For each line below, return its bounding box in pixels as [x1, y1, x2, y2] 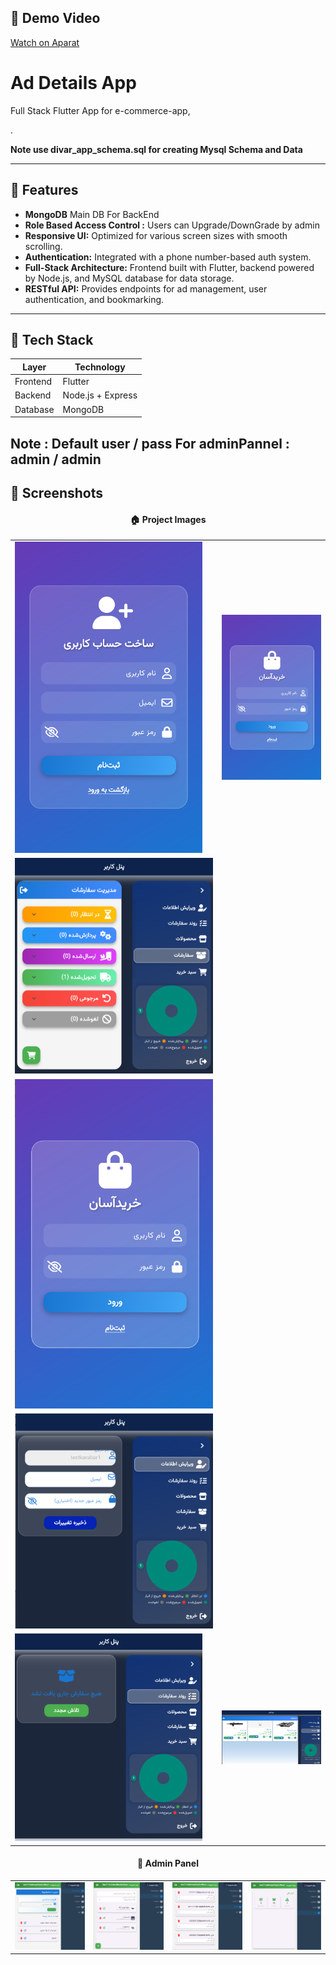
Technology [74, 361, 126, 373]
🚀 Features [10, 182, 79, 199]
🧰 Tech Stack [10, 331, 94, 348]
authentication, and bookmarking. [24, 293, 165, 305]
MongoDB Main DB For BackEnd [24, 208, 160, 220]
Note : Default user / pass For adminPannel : [10, 435, 290, 452]
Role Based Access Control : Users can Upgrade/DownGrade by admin [24, 219, 320, 231]
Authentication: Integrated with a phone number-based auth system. [24, 251, 312, 263]
